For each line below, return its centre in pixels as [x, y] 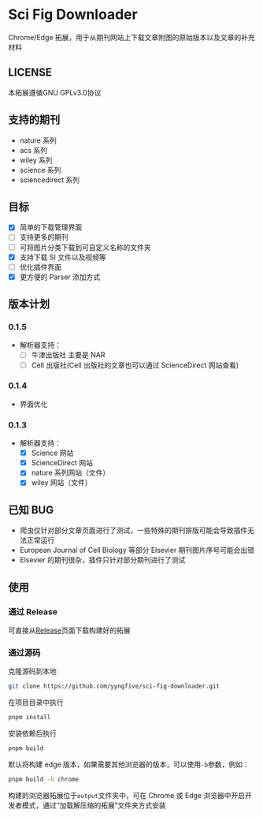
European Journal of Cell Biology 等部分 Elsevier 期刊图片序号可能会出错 [137, 550]
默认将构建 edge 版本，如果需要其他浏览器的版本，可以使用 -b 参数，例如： [129, 764]
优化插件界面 [40, 267]
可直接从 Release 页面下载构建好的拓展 [70, 630]
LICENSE [30, 73]
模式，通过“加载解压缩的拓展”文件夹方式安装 [94, 805]
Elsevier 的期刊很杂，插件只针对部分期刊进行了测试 [102, 560]
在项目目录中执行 [36, 703]
